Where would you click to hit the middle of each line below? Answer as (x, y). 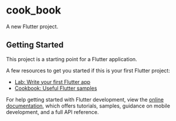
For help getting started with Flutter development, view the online (85, 99)
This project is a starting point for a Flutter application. (72, 59)
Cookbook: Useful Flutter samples (56, 88)
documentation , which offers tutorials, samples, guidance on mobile (88, 106)
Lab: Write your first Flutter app (53, 82)
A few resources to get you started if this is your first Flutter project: (88, 70)
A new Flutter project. (32, 26)
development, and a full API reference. (53, 112)
